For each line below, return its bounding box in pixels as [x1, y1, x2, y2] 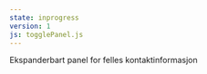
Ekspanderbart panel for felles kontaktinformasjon [9, 55, 198, 66]
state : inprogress [9, 13, 79, 23]
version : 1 [9, 22, 51, 31]
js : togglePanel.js [9, 30, 84, 39]
